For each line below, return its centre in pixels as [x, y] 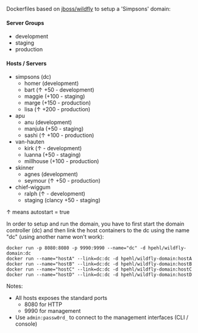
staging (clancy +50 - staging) [62, 200]
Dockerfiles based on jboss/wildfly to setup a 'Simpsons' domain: [88, 9]
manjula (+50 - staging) [54, 129]
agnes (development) [51, 174]
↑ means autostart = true [38, 212]
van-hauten [30, 142]
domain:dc [19, 254]
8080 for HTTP [43, 304]
